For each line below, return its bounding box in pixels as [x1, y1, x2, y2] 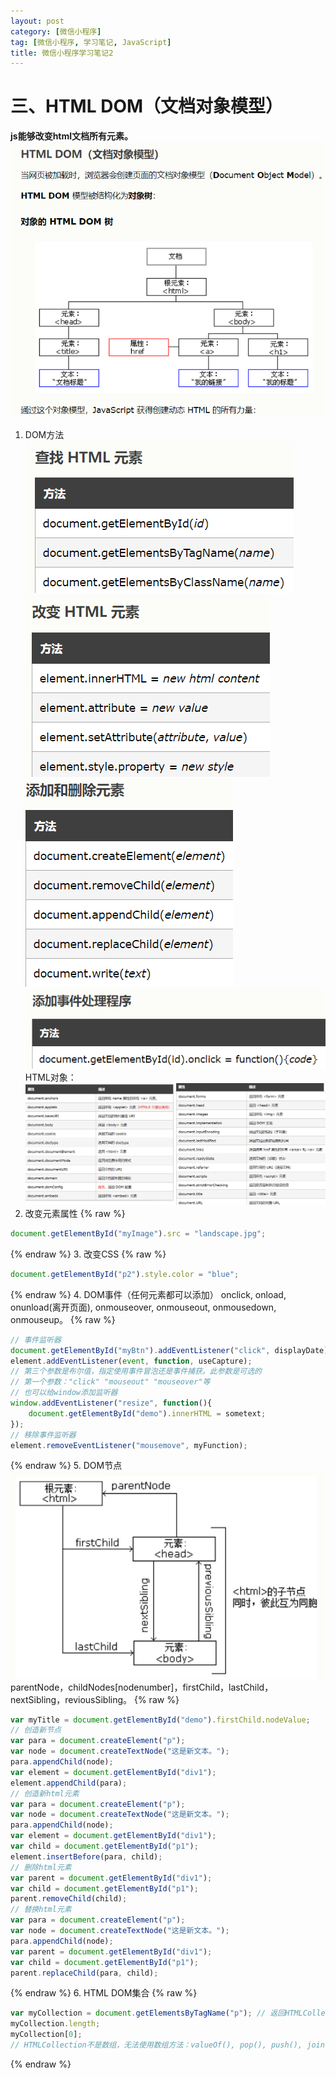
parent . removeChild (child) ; [10, 1894, 128, 1904]
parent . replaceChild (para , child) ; [10, 1968, 159, 1978]
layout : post [10, 16, 65, 26]
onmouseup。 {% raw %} [10, 1313, 116, 1325]
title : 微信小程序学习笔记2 [10, 48, 114, 58]
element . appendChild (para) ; [10, 1778, 128, 1788]
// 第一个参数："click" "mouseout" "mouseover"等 [10, 1377, 211, 1387]
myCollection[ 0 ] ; [10, 2030, 83, 2040]
